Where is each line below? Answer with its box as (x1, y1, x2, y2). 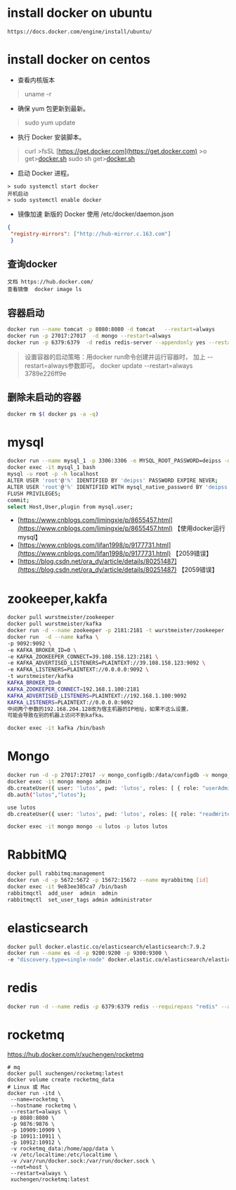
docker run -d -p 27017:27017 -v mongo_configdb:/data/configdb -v (7, 772, 209, 779)
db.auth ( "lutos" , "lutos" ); (7, 791, 86, 798)
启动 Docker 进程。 (17, 169, 73, 177)
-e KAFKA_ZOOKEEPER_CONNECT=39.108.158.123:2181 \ (7, 653, 159, 660)
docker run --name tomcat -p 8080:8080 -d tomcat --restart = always (7, 326, 216, 333)
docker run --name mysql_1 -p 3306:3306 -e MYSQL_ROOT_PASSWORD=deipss (7, 457, 221, 465)
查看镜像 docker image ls (7, 286, 82, 293)
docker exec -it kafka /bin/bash (7, 724, 105, 732)
